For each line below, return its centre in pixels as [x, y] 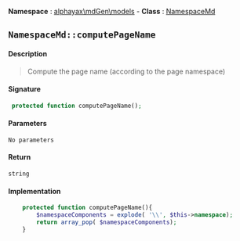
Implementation [35, 191]
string [19, 174]
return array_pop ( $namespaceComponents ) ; [107, 222]
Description [28, 53]
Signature [25, 89]
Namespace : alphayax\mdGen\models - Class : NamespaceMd [112, 11]
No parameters [31, 140]
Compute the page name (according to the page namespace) [126, 71]
